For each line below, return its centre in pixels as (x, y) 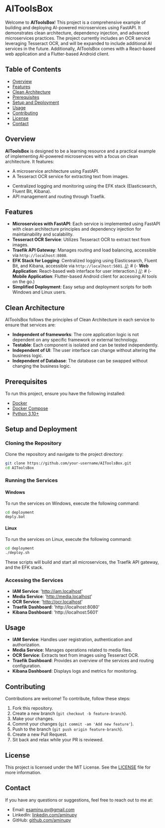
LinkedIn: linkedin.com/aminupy (45, 815)
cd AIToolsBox (20, 468)
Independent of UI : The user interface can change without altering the (84, 350)
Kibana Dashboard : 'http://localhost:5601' (55, 612)
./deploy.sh (17, 553)
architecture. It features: (30, 161)
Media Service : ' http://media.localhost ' (52, 596)
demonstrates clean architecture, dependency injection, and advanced (77, 33)
